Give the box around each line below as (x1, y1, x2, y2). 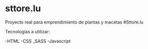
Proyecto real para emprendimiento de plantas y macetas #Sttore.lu (5, 19, 144, 25)
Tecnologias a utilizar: (5, 28, 50, 34)
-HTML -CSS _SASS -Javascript (5, 38, 71, 44)
